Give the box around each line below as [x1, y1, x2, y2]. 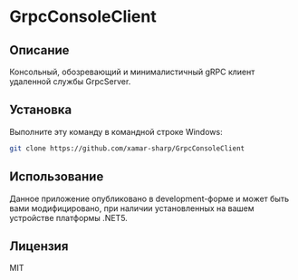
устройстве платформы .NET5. [9, 212, 129, 223]
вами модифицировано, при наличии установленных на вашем [9, 202, 255, 214]
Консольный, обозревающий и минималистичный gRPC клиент [9, 66, 255, 77]
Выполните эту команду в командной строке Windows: [9, 126, 224, 137]
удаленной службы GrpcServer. [9, 76, 131, 87]
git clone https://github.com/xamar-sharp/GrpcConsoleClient [9, 143, 245, 153]
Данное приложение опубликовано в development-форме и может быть [9, 193, 290, 204]
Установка [9, 102, 72, 118]
